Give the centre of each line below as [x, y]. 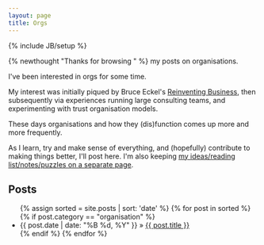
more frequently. [35, 132]
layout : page [30, 15]
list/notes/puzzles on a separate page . [71, 164]
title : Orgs [28, 23]
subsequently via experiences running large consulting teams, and [117, 100]
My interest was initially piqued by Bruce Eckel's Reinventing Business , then [132, 91]
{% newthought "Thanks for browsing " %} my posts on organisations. [123, 61]
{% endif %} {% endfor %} [63, 234]
